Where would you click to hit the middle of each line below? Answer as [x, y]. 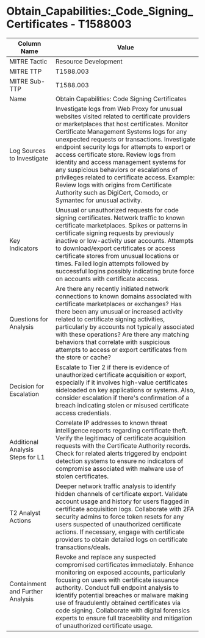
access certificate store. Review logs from [115, 154]
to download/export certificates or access [115, 248]
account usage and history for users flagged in [122, 501]
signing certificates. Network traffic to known [120, 218]
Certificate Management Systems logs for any [121, 131]
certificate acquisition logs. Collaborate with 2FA [125, 509]
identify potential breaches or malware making [122, 595]
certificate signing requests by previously [115, 233]
